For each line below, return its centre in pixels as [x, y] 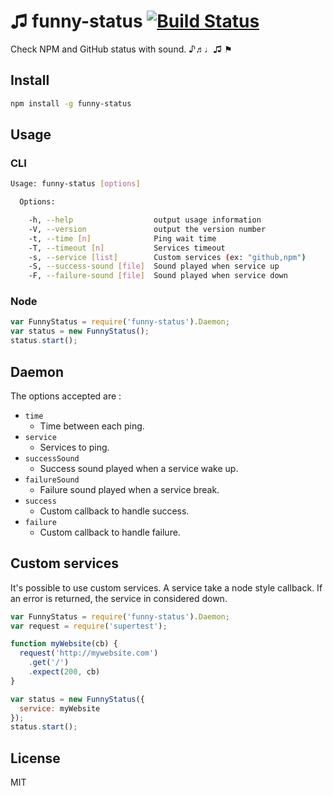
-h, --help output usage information [145, 220]
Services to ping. [74, 447]
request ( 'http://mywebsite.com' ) [89, 653]
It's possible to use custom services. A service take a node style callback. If [166, 587]
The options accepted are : [66, 396]
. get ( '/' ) [49, 663]
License [35, 758]
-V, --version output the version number [147, 229]
